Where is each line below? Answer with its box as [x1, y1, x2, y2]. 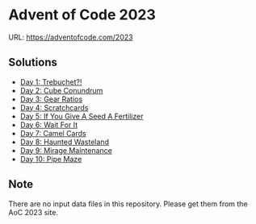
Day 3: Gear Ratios [19, 94, 83, 104]
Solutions [8, 56, 58, 69]
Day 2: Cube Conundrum [19, 85, 103, 95]
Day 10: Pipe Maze [19, 154, 82, 164]
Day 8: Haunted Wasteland [19, 137, 109, 147]
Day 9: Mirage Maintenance [19, 145, 113, 155]
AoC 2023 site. [8, 207, 59, 217]
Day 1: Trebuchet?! [19, 77, 82, 86]
